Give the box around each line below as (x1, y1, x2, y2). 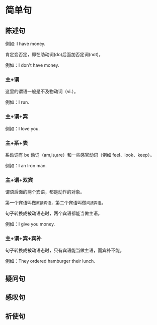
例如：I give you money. (5, 221, 55, 227)
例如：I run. (5, 99, 29, 105)
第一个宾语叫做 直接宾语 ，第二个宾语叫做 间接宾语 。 (5, 200, 106, 206)
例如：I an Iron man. (5, 162, 47, 168)
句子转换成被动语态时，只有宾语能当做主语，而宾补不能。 (5, 247, 124, 253)
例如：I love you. (5, 125, 40, 131)
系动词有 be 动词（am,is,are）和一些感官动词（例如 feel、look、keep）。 (5, 152, 155, 158)
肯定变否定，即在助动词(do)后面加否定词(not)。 (5, 52, 103, 57)
